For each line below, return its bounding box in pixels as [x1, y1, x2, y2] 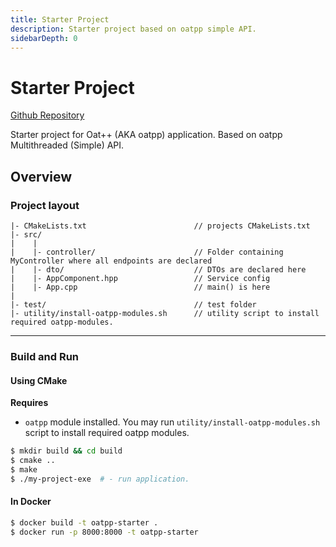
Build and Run [10, 349, 80, 363]
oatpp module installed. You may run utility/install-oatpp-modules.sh [24, 416, 321, 428]
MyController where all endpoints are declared [10, 256, 213, 266]
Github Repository [10, 109, 85, 121]
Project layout [10, 198, 80, 212]
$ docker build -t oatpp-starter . [10, 517, 159, 528]
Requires [10, 397, 49, 409]
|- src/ [10, 230, 43, 240]
